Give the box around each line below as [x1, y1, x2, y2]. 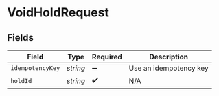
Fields [7, 32, 34, 44]
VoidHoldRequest [7, 5, 110, 20]
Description [149, 52, 189, 61]
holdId [10, 77, 32, 84]
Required [91, 52, 122, 61]
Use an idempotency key [128, 63, 209, 73]
